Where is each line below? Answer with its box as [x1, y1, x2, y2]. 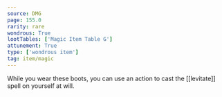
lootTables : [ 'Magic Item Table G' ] [7, 36, 113, 43]
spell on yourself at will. [7, 81, 75, 90]
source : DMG [7, 10, 41, 17]
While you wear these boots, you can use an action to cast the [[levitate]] [7, 74, 216, 82]
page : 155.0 [7, 17, 41, 24]
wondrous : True [7, 29, 51, 37]
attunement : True [7, 42, 57, 49]
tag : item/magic [7, 55, 54, 62]
